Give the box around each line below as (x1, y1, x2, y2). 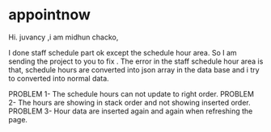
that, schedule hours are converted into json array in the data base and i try (8, 64, 260, 74)
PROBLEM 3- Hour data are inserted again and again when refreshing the (8, 106, 253, 116)
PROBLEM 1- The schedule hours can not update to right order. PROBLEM (8, 89, 255, 98)
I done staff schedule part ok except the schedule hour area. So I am (8, 47, 237, 57)
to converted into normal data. (8, 73, 109, 83)
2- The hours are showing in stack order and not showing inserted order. (8, 97, 251, 107)
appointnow (8, 6, 91, 24)
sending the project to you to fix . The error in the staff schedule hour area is (8, 56, 264, 66)
